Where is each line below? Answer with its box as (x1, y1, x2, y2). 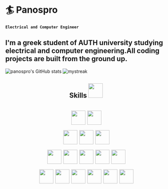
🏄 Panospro (5, 4, 58, 16)
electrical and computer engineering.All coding (5, 47, 160, 55)
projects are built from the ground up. (5, 54, 128, 63)
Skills (69, 91, 87, 100)
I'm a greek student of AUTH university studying (5, 39, 163, 47)
